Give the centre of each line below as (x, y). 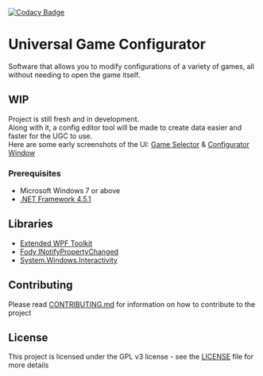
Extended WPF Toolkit (56, 243)
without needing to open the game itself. (74, 75)
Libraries (31, 224)
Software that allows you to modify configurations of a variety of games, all (131, 66)
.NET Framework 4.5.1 (55, 200)
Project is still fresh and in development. (74, 118)
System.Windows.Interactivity (68, 260)
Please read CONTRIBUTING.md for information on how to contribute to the (132, 304)
